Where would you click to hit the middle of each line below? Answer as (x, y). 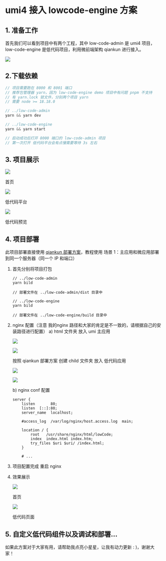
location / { (35, 430)
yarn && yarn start (25, 129)
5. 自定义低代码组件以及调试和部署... (61, 534)
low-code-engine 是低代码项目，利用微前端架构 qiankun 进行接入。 (74, 49)
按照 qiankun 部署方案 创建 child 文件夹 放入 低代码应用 (69, 361)
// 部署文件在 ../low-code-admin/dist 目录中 (58, 293)
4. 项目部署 (22, 239)
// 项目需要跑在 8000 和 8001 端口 (39, 88)
